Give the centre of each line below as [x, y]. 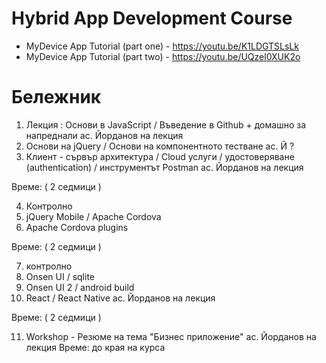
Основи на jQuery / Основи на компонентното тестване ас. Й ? [160, 146]
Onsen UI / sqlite [60, 276]
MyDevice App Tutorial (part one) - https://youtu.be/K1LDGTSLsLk [162, 46]
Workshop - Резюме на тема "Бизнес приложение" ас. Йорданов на [171, 336]
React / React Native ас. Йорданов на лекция [120, 298]
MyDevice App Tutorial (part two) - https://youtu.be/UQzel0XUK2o [163, 56]
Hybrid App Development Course [152, 18]
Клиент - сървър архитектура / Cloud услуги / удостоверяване [160, 156]
